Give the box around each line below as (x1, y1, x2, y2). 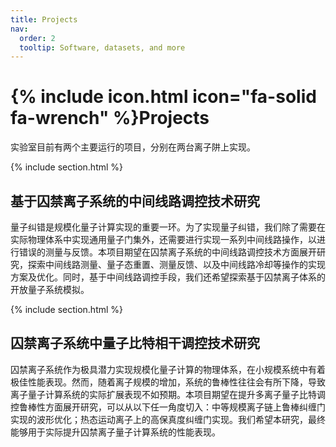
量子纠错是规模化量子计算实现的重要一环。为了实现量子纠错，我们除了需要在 (10, 221, 326, 233)
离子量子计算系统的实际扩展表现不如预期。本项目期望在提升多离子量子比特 (10, 388, 317, 400)
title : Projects (10, 14, 78, 25)
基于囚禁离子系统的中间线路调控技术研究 (10, 192, 260, 210)
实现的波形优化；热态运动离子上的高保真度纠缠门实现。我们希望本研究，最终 (10, 413, 326, 425)
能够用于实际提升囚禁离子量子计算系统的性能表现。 (10, 426, 221, 438)
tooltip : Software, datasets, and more (19, 42, 186, 53)
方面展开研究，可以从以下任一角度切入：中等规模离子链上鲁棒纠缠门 (44, 401, 326, 413)
